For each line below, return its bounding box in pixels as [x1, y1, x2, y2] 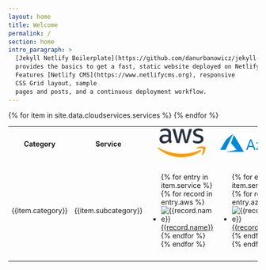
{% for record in [161, 189, 213, 198]
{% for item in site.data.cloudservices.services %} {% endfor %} [8, 111, 219, 120]
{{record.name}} [161, 222, 214, 232]
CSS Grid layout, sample [15, 79, 97, 87]
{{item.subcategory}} [74, 205, 142, 215]
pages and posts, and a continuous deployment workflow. [15, 88, 207, 96]
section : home [8, 38, 55, 46]
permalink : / [8, 29, 51, 37]
